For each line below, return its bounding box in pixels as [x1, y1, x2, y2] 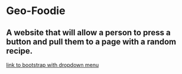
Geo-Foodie [6, 4, 66, 18]
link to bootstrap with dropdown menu [6, 62, 99, 68]
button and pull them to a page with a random [6, 36, 176, 46]
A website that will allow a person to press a [6, 28, 171, 38]
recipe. [6, 46, 33, 56]
